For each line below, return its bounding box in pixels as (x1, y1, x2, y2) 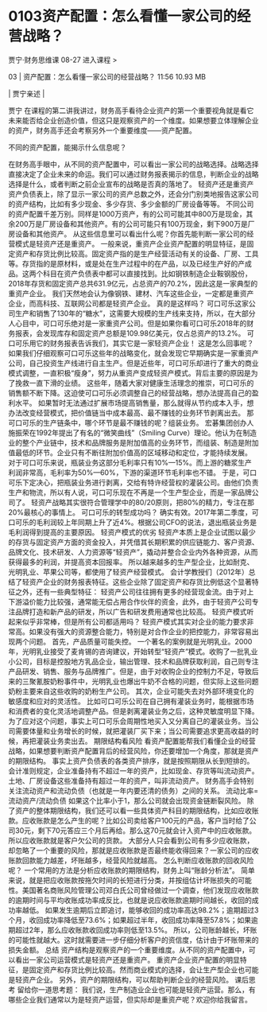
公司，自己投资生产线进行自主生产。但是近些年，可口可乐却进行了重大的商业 (8, 358, 259, 368)
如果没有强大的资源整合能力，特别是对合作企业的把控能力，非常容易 (29, 626, 252, 636)
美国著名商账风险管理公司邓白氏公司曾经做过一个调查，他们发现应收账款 (21, 885, 259, 895)
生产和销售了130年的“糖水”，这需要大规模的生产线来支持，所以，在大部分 (14, 308, 256, 318)
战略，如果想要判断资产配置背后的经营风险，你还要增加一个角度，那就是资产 (8, 745, 259, 756)
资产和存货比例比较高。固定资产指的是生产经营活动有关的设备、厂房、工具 (14, 248, 259, 259)
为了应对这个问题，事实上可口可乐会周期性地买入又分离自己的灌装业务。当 (8, 716, 252, 726)
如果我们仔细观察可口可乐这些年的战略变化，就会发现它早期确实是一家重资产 (8, 348, 259, 358)
